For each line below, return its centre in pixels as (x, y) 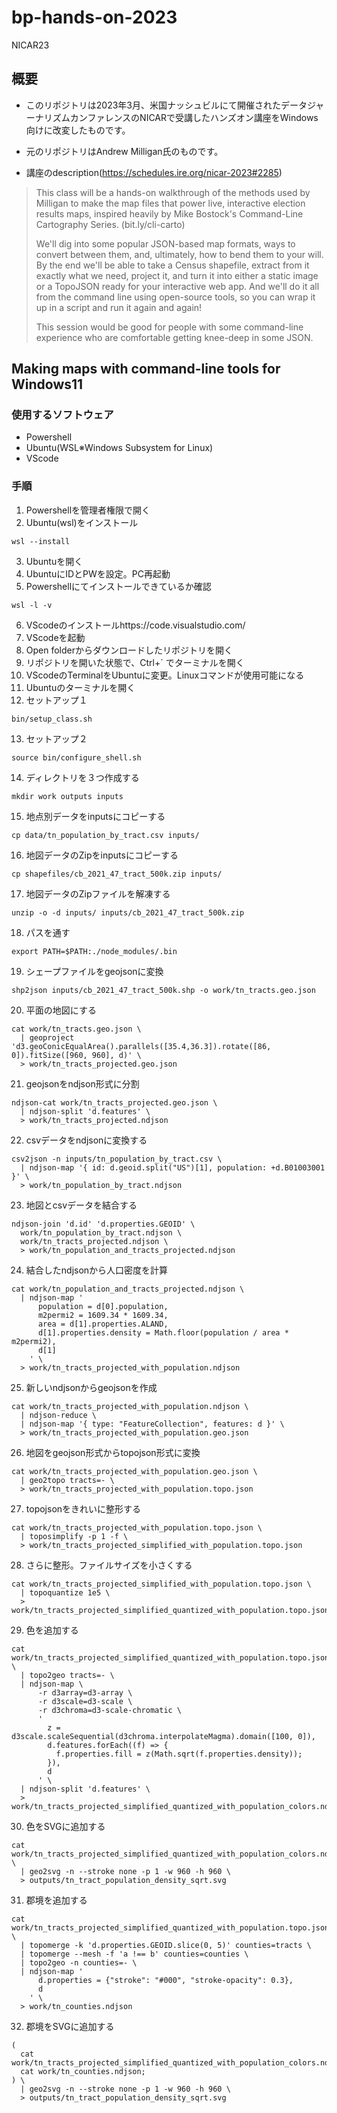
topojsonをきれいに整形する (83, 1508)
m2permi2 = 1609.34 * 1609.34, (103, 1315)
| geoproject (47, 1037)
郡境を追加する (56, 1900)
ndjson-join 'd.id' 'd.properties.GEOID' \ (103, 1224)
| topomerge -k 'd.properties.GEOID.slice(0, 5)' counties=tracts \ (166, 1945)
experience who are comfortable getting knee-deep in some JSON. (174, 337)
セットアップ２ (56, 738)
